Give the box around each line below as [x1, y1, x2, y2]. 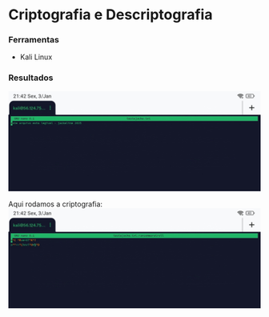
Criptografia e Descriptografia [8, 6, 213, 24]
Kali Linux [19, 52, 53, 62]
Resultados [8, 72, 54, 83]
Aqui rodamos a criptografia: [8, 199, 102, 209]
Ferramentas [8, 34, 60, 46]
